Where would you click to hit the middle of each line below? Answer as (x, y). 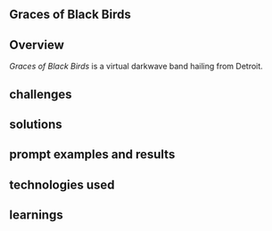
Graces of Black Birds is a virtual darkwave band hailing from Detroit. (136, 67)
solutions (36, 124)
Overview (37, 45)
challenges (41, 94)
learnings (37, 215)
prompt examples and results (92, 155)
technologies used (62, 184)
